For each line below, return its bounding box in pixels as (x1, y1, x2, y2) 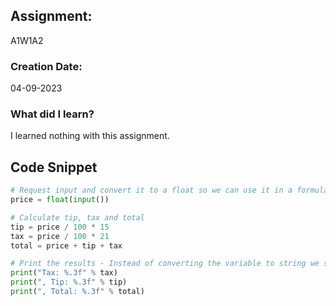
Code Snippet (10, 159, 98, 176)
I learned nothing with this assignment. (10, 130, 170, 142)
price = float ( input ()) (10, 195, 110, 205)
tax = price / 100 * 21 (10, 231, 110, 241)
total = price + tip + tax (10, 240, 123, 251)
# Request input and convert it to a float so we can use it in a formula (10, 185, 329, 196)
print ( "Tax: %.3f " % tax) (10, 268, 118, 278)
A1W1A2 (10, 34, 44, 46)
